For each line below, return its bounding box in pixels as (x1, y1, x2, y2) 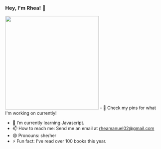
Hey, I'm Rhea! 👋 (5, 4, 46, 11)
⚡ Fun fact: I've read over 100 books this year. (12, 138, 107, 144)
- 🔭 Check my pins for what (99, 105, 156, 111)
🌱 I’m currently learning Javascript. (12, 120, 85, 126)
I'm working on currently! (5, 110, 57, 116)
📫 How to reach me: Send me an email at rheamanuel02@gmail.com (12, 126, 155, 132)
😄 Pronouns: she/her (12, 133, 56, 139)
